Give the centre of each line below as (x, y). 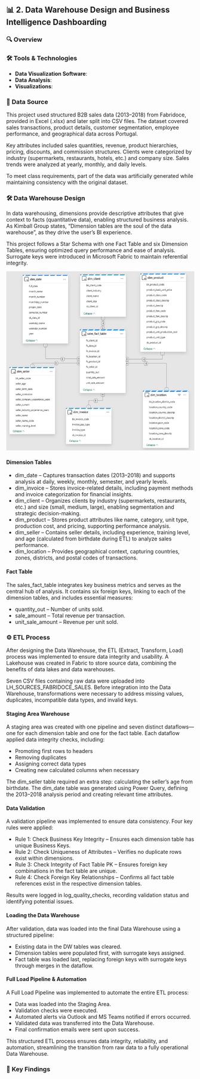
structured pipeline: (30, 935)
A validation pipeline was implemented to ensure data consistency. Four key (99, 821)
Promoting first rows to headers (54, 751)
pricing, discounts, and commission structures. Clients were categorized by (99, 152)
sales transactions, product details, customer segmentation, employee (93, 127)
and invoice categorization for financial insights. (74, 494)
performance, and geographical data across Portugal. (72, 134)
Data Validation (26, 808)
